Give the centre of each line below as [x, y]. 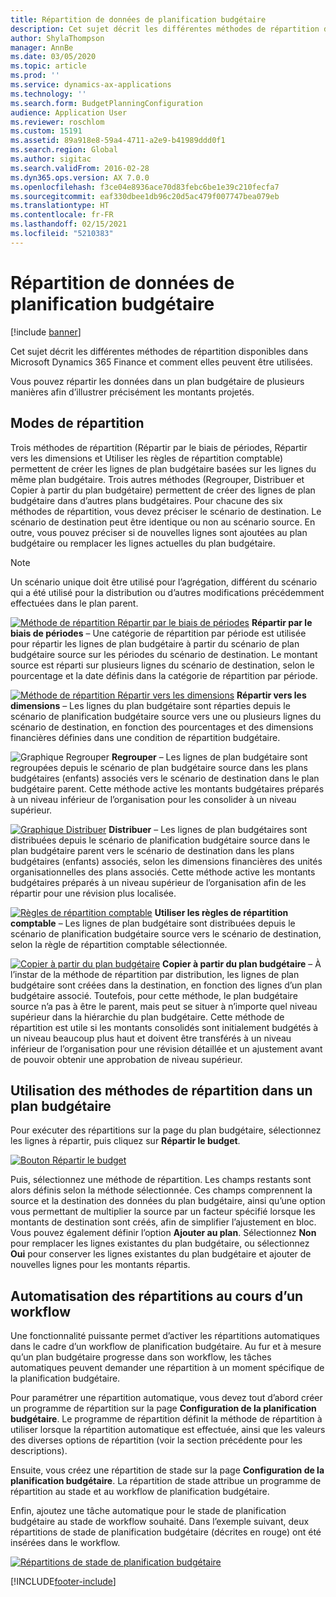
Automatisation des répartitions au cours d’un [157, 1296]
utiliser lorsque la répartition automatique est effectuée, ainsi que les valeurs [168, 1430]
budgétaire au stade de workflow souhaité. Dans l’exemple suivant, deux [160, 1522]
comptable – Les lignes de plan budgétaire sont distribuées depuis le [153, 923]
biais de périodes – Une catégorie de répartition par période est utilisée [158, 633]
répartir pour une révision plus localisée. [93, 893]
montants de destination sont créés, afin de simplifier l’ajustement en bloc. [163, 1222]
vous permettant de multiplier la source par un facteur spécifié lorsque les [163, 1212]
